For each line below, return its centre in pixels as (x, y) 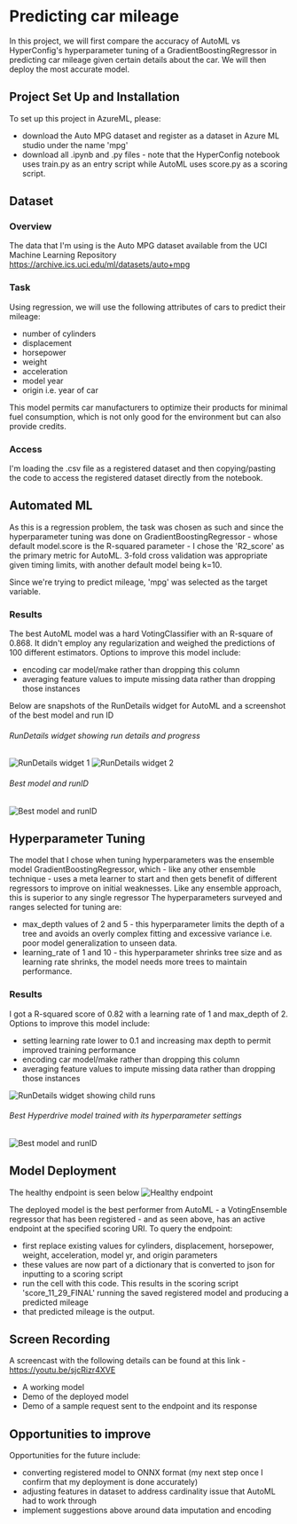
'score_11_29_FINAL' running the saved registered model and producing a (155, 1292)
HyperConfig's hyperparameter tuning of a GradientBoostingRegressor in (143, 50)
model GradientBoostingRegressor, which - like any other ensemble (133, 869)
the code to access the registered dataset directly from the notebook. (136, 478)
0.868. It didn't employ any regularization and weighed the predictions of (142, 643)
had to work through (59, 1501)
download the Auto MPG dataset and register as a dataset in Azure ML (151, 136)
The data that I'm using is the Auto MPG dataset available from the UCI (138, 246)
